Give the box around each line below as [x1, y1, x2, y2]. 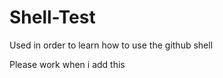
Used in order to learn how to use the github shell [9, 39, 214, 51]
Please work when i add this [9, 58, 126, 70]
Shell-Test [9, 6, 96, 29]
